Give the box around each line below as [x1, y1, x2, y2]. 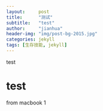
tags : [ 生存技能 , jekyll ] [6, 42, 68, 48]
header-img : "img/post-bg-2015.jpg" [6, 31, 98, 37]
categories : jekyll [6, 36, 55, 42]
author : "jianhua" [6, 25, 63, 32]
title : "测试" [6, 14, 53, 20]
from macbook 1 [6, 99, 46, 106]
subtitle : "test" [6, 20, 55, 26]
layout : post [6, 8, 50, 15]
